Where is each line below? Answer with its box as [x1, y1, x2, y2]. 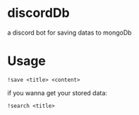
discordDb [7, 5, 70, 21]
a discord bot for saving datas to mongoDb [7, 28, 132, 37]
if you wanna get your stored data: [7, 88, 108, 97]
